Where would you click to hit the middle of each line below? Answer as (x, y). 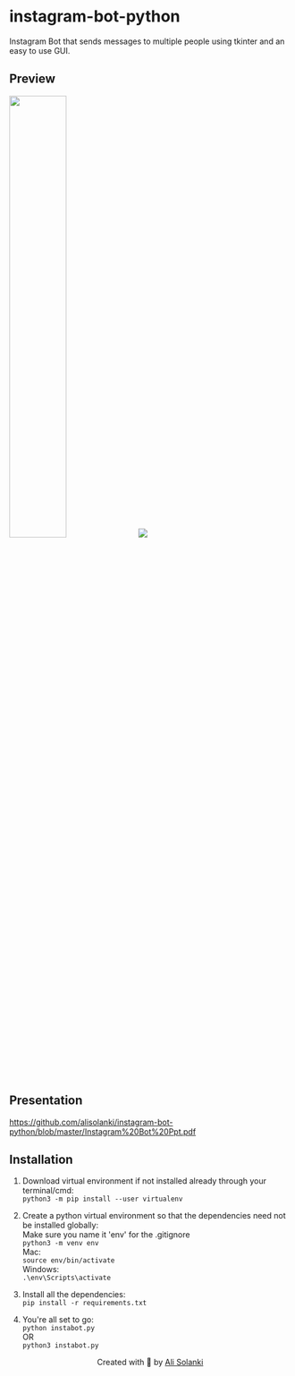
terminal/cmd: (48, 1191)
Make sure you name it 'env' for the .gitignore (106, 1235)
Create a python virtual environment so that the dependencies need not (154, 1216)
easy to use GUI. (40, 50)
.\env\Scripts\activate (67, 1278)
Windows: (41, 1270)
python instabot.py (59, 1329)
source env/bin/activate (68, 1261)
